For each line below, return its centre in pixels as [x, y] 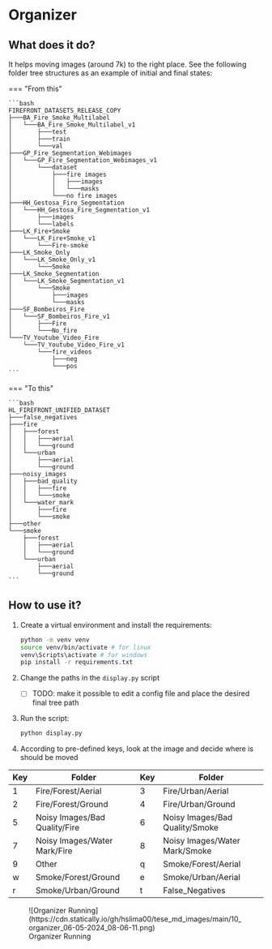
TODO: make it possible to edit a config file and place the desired [141, 693]
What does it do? [52, 45]
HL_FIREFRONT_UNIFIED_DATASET [59, 410]
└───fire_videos [65, 352]
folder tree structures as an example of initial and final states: [110, 73]
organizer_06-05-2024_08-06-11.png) [92, 928]
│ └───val [36, 146]
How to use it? [45, 605]
